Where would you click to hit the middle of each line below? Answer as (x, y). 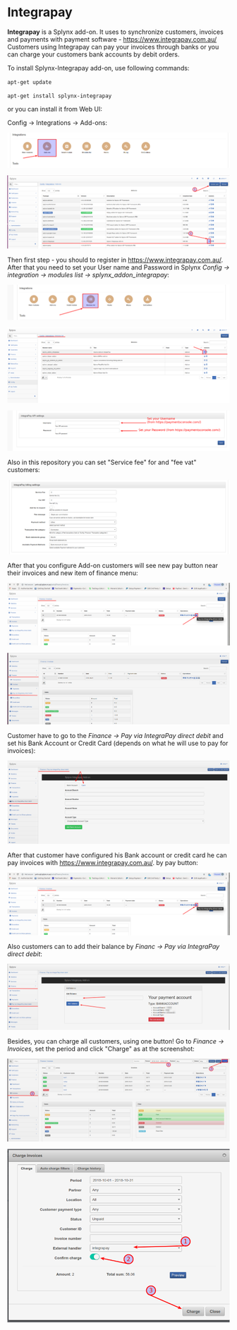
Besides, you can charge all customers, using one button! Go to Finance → (116, 1041)
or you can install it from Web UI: (55, 109)
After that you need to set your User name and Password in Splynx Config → (119, 267)
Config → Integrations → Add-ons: (57, 122)
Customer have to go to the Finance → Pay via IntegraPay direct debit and (115, 735)
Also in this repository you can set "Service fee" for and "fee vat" (102, 462)
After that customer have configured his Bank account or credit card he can (117, 855)
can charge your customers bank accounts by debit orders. (93, 54)
